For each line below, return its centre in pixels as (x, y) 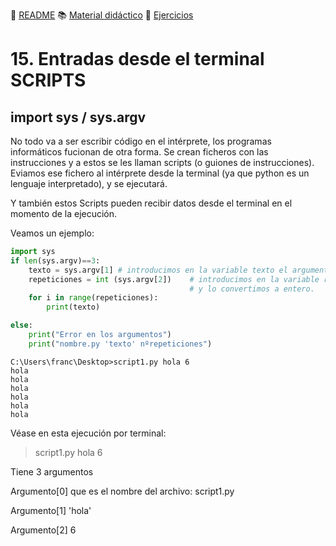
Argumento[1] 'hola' (51, 510)
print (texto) (73, 307)
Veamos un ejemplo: (52, 233)
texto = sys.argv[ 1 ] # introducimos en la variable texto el (158, 270)
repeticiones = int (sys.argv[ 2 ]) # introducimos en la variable (174, 279)
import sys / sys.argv (78, 117)
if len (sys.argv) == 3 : (55, 260)
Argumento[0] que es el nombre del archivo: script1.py (122, 491)
